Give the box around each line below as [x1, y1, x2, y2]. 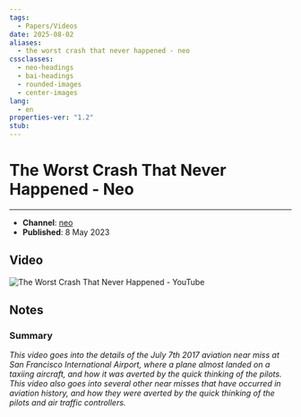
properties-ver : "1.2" [9, 113, 94, 122]
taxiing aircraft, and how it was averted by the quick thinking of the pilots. [9, 369, 282, 379]
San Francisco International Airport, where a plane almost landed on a [9, 360, 271, 370]
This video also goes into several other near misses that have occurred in [9, 378, 281, 389]
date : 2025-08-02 [9, 30, 74, 39]
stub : [9, 122, 30, 131]
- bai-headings [17, 72, 74, 81]
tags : [9, 13, 30, 22]
